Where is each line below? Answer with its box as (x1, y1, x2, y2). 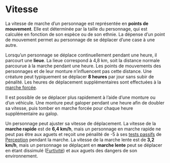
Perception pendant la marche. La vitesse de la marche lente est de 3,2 (5, 137, 155, 143)
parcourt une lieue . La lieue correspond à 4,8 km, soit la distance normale (5, 57, 160, 63)
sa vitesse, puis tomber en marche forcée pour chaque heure (5, 105, 133, 111)
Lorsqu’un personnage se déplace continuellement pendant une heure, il (5, 52, 157, 58)
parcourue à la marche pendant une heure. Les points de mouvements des (5, 63, 161, 69)
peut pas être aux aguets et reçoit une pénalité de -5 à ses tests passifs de (5, 131, 162, 137)
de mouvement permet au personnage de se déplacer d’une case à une (5, 37, 155, 43)
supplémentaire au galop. (5, 111, 59, 117)
